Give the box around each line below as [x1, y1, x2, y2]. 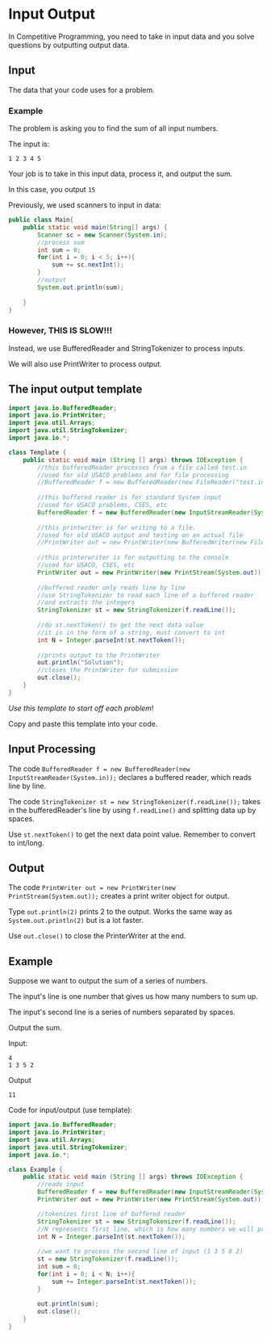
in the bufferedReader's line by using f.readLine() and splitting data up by [8, 805, 256, 815]
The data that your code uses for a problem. [8, 85, 155, 94]
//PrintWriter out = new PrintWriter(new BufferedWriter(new [37, 539, 248, 547]
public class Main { [8, 216, 74, 224]
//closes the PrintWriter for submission [37, 666, 179, 674]
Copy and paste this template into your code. [8, 719, 158, 728]
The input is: [8, 139, 50, 149]
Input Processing [8, 742, 96, 756]
